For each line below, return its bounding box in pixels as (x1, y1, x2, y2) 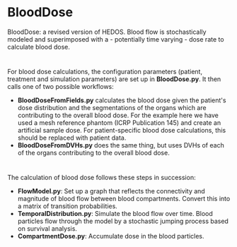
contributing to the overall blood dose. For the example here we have (17, 111, 219, 120)
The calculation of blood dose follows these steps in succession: (7, 174, 196, 182)
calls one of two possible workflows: (7, 83, 115, 91)
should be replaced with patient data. (17, 133, 127, 142)
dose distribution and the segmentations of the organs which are (17, 104, 207, 112)
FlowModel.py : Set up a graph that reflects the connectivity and (17, 187, 205, 195)
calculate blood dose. (7, 42, 71, 51)
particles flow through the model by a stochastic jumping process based (17, 217, 229, 226)
